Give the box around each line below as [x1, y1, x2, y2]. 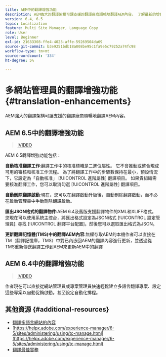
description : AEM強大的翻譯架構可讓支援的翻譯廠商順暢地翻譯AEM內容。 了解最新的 [5, 12, 157, 17]
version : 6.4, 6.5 [5, 16, 43, 21]
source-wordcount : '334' [5, 53, 56, 58]
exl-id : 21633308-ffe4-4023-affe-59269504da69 [5, 40, 103, 45]
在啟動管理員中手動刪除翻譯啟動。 [5, 198, 75, 204]
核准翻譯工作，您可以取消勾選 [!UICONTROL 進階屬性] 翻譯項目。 [9, 181, 143, 187]
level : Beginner [5, 35, 39, 40]
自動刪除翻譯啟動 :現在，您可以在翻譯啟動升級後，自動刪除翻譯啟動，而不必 [5, 192, 158, 198]
